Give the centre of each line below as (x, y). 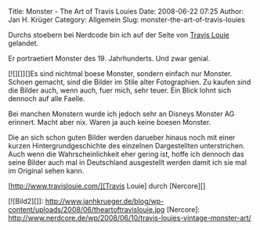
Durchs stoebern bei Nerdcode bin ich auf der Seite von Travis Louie (119, 35)
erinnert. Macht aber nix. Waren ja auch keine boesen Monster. (110, 122)
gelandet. (23, 43)
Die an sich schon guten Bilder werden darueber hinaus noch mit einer (122, 137)
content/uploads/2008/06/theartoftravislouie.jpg (87, 210)
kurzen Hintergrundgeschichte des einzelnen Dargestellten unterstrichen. (126, 146)
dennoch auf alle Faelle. (47, 99)
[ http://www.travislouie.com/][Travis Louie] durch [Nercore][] (107, 186)
